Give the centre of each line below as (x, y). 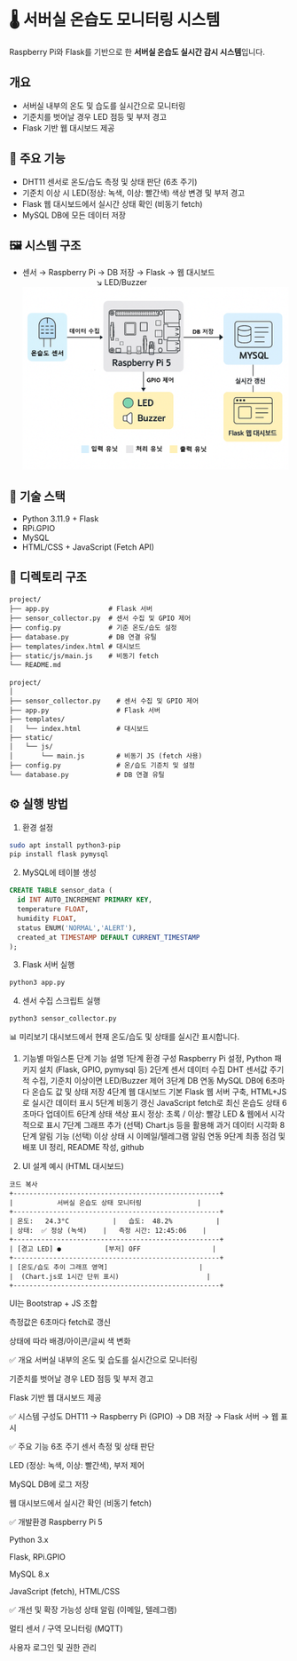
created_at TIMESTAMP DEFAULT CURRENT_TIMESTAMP (109, 937)
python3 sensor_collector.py (63, 1019)
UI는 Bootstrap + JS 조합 (53, 1303)
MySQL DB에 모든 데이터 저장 (74, 215)
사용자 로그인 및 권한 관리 (53, 1648)
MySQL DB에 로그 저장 (49, 1484)
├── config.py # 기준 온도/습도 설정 (93, 628)
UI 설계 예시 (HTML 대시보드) (73, 1166)
